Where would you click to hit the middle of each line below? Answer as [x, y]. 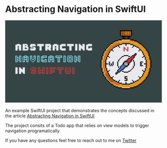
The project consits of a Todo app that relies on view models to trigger [77, 126]
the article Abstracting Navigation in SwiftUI [50, 116]
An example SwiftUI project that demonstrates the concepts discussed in [80, 111]
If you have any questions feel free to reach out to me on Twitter [71, 141]
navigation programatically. [33, 131]
